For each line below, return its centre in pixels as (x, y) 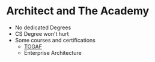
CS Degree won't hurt (42, 33)
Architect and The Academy (78, 11)
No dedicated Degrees (43, 27)
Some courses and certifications (55, 40)
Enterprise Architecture (53, 52)
